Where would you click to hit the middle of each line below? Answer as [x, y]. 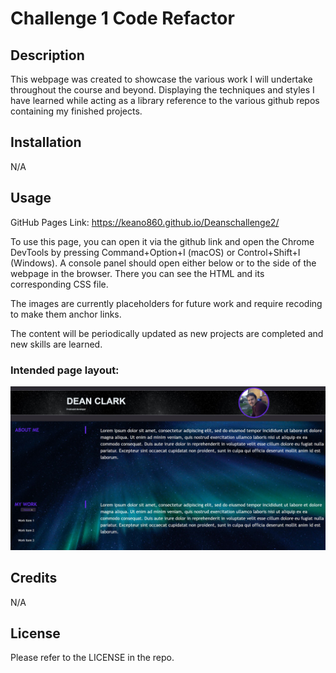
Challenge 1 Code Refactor [122, 18]
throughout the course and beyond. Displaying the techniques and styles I [162, 90]
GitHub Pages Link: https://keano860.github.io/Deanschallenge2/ [145, 222]
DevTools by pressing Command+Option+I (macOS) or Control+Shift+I [155, 252]
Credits [34, 578]
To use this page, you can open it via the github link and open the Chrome [162, 241]
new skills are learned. [56, 344]
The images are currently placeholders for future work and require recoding [166, 303]
